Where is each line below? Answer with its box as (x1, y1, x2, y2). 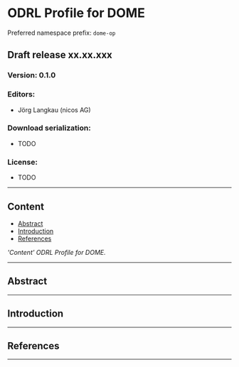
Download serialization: (7, 123, 91, 133)
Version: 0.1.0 (7, 70, 56, 80)
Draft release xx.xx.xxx (7, 49, 112, 61)
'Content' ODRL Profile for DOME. (7, 248, 107, 256)
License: (7, 157, 38, 167)
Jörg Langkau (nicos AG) (17, 105, 91, 114)
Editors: (7, 89, 36, 99)
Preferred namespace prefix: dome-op (7, 28, 116, 37)
